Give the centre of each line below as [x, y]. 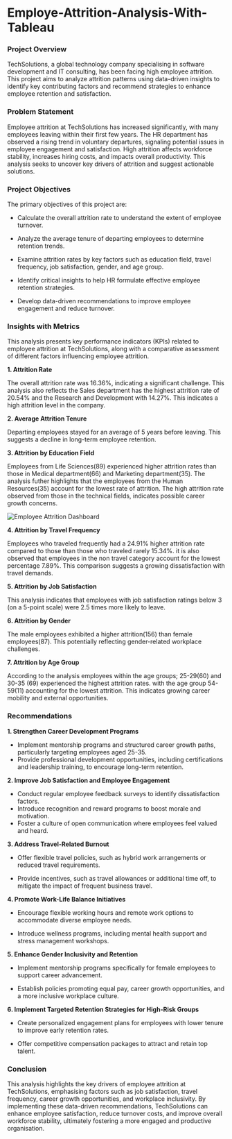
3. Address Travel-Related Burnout [58, 844]
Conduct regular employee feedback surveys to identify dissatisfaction [118, 793]
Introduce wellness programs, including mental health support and [112, 933]
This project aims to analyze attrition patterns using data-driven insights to [114, 79]
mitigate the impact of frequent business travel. [85, 886]
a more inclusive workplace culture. [68, 996]
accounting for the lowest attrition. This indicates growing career [118, 691]
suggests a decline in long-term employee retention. [82, 439]
